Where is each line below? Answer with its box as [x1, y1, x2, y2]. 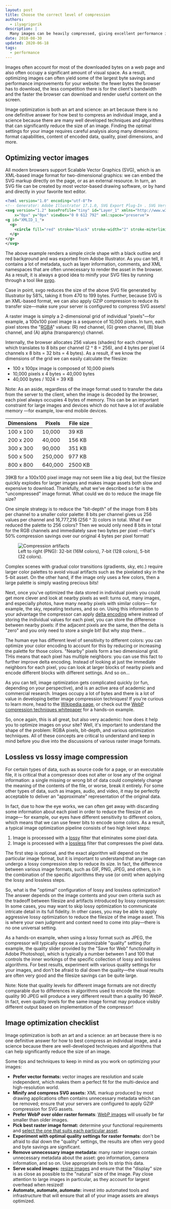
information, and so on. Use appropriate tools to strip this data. [12, 1160, 145, 1166]
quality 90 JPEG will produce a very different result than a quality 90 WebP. [5, 993, 163, 999]
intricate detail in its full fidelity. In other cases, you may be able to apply [5, 908, 157, 914]
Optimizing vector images [5, 153, 89, 162]
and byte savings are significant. [12, 1143, 81, 1150]
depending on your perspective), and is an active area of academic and [5, 685, 155, 691]
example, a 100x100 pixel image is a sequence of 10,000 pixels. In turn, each [5, 319, 166, 325]
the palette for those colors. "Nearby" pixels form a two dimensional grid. [5, 648, 159, 654]
